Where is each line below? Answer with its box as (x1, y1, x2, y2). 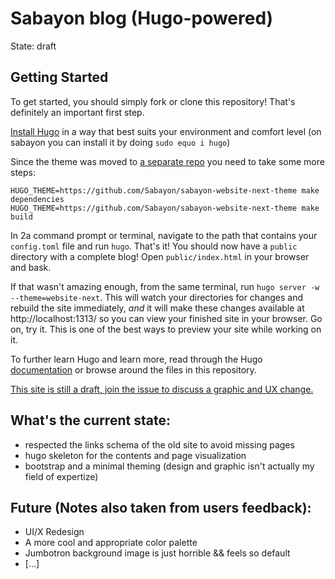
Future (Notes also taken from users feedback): (10, 499, 312, 516)
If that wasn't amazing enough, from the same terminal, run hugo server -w (10, 280, 320, 292)
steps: (10, 166, 36, 178)
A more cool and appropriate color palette (24, 537, 198, 549)
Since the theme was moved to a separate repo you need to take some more (10, 155, 325, 167)
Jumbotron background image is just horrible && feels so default (24, 547, 291, 559)
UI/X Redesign (24, 526, 85, 538)
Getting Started (10, 69, 109, 86)
